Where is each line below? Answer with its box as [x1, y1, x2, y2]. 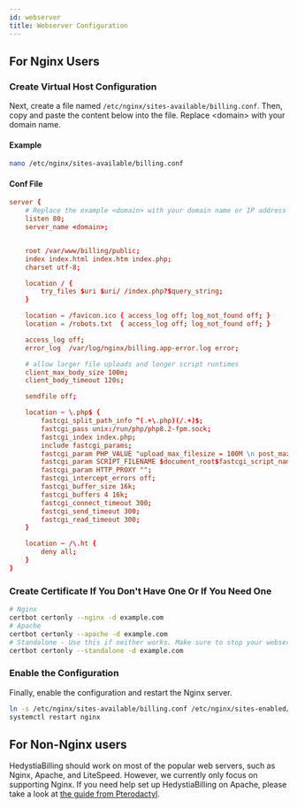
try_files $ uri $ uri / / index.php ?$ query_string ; [41, 287, 224, 296]
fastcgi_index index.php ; [41, 433, 137, 442]
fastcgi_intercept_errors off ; [41, 474, 156, 483]
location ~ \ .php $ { [25, 408, 101, 417]
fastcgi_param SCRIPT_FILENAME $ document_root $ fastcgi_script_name [41, 458, 294, 466]
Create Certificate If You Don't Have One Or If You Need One [9, 585, 272, 597]
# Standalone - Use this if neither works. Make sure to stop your [9, 638, 263, 647]
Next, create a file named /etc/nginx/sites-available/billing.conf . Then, [9, 101, 283, 112]
